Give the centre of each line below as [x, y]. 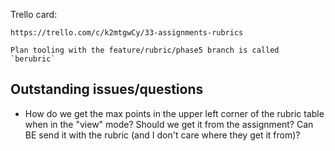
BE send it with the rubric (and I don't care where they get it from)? [162, 135]
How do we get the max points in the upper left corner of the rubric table [174, 113]
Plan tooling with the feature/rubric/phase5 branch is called [145, 50]
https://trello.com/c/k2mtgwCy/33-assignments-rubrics [127, 33]
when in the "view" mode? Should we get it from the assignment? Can [169, 124]
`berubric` [33, 59]
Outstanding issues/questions [107, 89]
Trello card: [34, 14]
